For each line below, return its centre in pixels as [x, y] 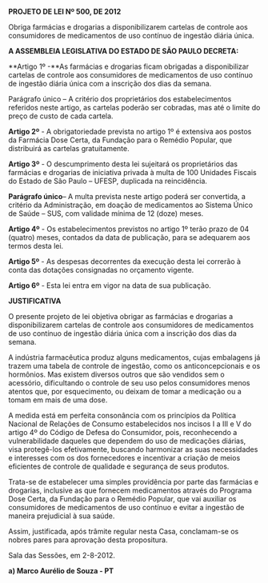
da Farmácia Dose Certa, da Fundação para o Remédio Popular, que [120, 140]
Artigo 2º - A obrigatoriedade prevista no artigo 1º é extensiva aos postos [130, 132]
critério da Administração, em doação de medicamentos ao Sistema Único [131, 205]
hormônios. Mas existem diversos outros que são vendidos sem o [117, 374]
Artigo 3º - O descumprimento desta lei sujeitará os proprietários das [123, 164]
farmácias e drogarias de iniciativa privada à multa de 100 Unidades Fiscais [133, 172]
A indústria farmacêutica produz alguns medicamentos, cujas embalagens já [134, 357]
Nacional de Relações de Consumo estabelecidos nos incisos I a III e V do [130, 424]
